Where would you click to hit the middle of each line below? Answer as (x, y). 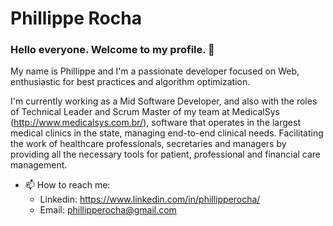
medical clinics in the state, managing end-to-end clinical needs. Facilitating (167, 133)
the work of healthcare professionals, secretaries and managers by (148, 144)
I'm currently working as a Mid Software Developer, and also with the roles (164, 101)
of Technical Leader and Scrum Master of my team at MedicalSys (145, 112)
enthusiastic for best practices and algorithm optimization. (130, 82)
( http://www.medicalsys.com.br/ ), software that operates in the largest (155, 123)
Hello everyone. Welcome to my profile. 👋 (112, 50)
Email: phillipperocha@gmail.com (108, 210)
